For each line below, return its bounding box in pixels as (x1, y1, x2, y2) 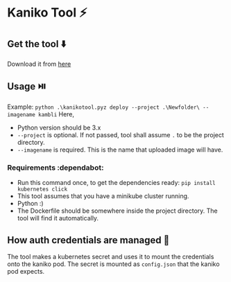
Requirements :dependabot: (7, 163, 104, 173)
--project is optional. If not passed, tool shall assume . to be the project (17, 130, 224, 139)
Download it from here (7, 60, 71, 68)
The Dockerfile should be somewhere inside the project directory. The (17, 206, 219, 215)
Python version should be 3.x (17, 123, 101, 132)
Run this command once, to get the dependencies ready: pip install (17, 179, 216, 187)
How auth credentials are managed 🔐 (7, 234, 170, 246)
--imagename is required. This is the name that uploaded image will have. (17, 146, 223, 154)
